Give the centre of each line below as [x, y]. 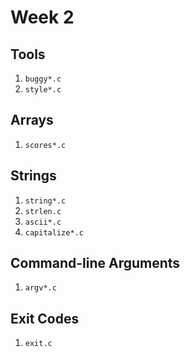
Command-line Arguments [95, 263]
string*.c [45, 201]
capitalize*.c [54, 232]
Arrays [32, 120]
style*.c [43, 90]
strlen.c [43, 211]
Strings [33, 176]
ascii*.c [43, 222]
